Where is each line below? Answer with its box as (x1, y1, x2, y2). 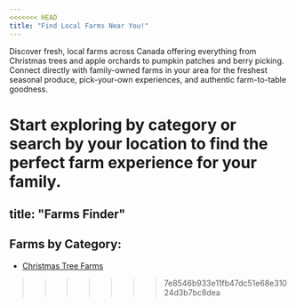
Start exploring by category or (9, 115, 237, 134)
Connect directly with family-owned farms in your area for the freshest (9, 64, 268, 76)
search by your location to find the (9, 133, 268, 154)
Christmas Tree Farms (21, 260, 104, 271)
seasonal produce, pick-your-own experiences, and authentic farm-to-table (9, 74, 287, 85)
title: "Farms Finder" (9, 206, 126, 222)
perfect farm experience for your (9, 152, 258, 173)
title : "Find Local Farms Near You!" (9, 21, 149, 30)
